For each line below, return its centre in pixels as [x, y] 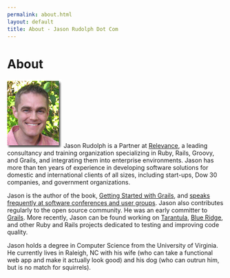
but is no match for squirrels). [49, 268]
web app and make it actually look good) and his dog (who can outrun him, [113, 260]
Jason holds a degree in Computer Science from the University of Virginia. [113, 246]
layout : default [30, 22]
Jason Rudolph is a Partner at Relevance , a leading [135, 146]
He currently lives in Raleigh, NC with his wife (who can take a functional [110, 253]
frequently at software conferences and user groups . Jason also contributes [115, 203]
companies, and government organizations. [69, 182]
